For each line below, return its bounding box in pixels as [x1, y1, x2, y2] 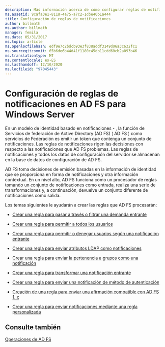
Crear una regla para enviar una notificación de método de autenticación [12, 279, 160, 285]
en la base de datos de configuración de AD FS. [5, 156, 102, 163]
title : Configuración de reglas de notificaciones [5, 16, 111, 21]
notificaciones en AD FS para [5, 99, 126, 110]
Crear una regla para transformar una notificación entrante [12, 270, 131, 276]
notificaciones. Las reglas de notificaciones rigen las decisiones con [5, 141, 143, 147]
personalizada [12, 309, 41, 314]
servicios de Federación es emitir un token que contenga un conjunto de [5, 136, 152, 141]
